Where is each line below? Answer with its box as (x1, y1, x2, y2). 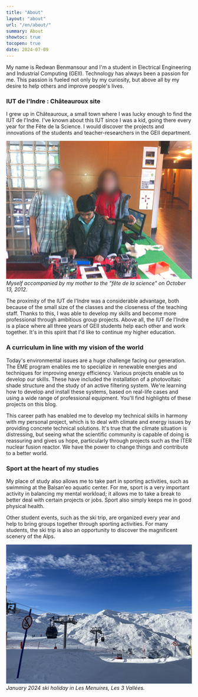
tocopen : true (6, 41, 41, 47)
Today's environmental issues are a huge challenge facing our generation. (6, 357, 186, 364)
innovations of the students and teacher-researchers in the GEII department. (6, 130, 192, 137)
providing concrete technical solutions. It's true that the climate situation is (6, 424, 187, 432)
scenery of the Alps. (6, 533, 55, 540)
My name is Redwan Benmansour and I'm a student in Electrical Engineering (6, 64, 192, 71)
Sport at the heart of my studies (6, 464, 99, 472)
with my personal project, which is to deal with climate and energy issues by (6, 418, 192, 425)
